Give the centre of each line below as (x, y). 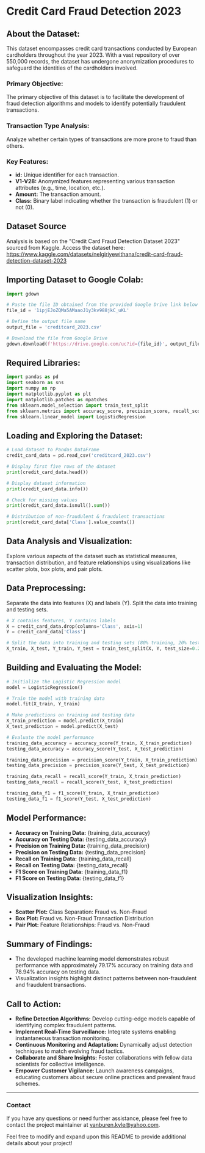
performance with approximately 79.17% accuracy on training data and (104, 966)
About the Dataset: (43, 34)
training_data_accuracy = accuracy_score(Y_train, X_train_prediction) (99, 743)
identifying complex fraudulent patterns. (66, 1025)
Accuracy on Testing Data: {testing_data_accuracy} (81, 839)
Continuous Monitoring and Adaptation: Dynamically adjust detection (104, 1045)
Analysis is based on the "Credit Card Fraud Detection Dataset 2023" (93, 241)
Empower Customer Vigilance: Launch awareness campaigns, (95, 1071)
